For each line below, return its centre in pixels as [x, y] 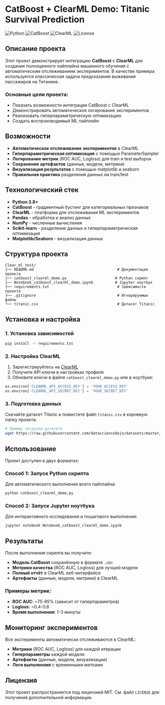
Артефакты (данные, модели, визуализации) [60, 660]
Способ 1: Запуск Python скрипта [47, 473]
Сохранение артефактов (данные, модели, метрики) [68, 164]
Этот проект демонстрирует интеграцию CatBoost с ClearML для [74, 61]
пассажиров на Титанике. [32, 81]
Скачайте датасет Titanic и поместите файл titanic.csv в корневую [77, 414]
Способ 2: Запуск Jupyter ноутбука [50, 506]
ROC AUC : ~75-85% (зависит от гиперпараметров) [66, 602]
